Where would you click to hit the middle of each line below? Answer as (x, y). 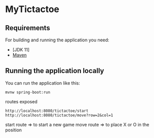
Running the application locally (55, 71)
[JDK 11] (21, 50)
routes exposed (21, 101)
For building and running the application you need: (57, 40)
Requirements (28, 28)
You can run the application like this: (43, 83)
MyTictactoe (32, 9)
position (14, 130)
